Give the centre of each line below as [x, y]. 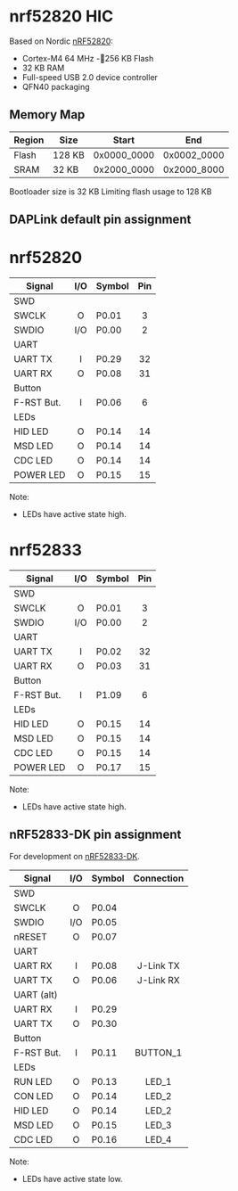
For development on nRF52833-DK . [75, 856]
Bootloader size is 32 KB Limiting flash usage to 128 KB [111, 191]
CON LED [33, 1096]
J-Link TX [158, 965]
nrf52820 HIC [62, 16]
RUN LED [33, 1081]
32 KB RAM [43, 68]
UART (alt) [36, 994]
